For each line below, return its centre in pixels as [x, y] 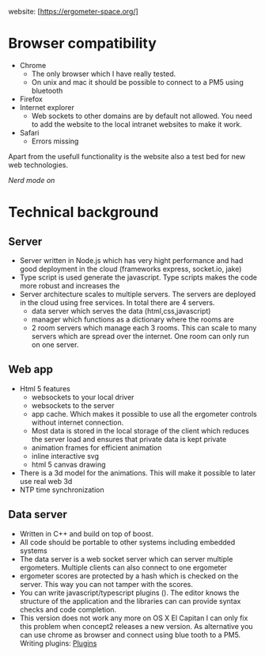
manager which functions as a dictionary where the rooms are [133, 319]
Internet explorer [47, 107]
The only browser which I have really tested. [104, 74]
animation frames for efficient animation [97, 448]
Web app [31, 370]
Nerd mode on [32, 180]
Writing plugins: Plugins [58, 643]
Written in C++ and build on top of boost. [87, 533]
